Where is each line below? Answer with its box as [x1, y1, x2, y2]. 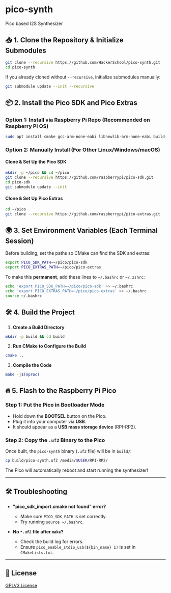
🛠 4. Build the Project [5, 308, 75, 317]
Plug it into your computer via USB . [12, 418, 87, 424]
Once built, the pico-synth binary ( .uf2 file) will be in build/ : [5, 448, 132, 454]
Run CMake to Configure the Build [12, 343, 87, 349]
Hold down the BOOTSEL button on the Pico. [12, 413, 107, 419]
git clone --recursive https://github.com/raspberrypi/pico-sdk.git [5, 175, 154, 180]
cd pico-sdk [5, 179, 31, 184]
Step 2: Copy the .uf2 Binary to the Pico [5, 437, 105, 444]
